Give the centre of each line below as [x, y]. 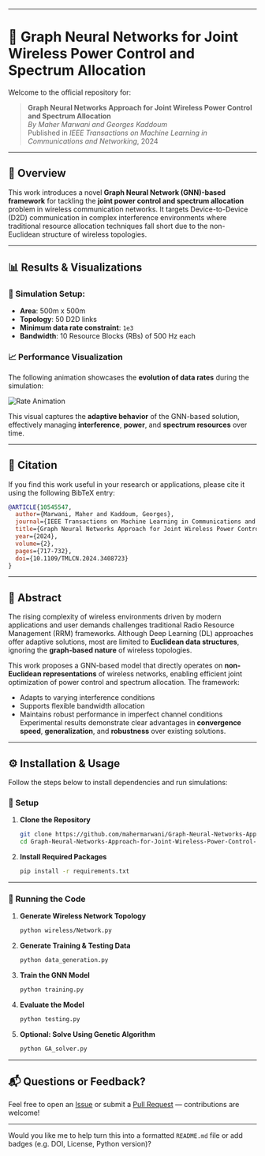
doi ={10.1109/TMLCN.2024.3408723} [72, 558]
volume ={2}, [35, 544]
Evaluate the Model [52, 1004]
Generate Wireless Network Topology [83, 916]
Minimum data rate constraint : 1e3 [77, 327]
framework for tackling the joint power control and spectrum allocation [126, 200]
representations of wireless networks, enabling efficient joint [143, 674]
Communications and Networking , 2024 [93, 141]
